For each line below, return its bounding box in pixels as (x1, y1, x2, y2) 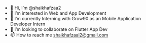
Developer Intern (10, 21, 46, 27)
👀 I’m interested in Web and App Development (10, 10, 106, 16)
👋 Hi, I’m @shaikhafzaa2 (10, 5, 61, 11)
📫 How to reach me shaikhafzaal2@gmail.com (10, 32, 108, 38)
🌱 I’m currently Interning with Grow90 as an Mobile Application (10, 16, 141, 21)
